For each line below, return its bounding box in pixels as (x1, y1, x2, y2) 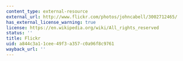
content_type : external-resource (6, 8, 88, 15)
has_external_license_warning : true (6, 19, 96, 25)
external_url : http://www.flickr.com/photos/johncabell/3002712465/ (6, 14, 178, 20)
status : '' (6, 30, 33, 36)
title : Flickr (6, 35, 41, 41)
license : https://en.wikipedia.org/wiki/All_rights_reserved (6, 24, 159, 31)
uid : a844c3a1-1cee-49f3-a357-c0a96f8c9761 (6, 41, 115, 47)
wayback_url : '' (6, 46, 46, 52)
